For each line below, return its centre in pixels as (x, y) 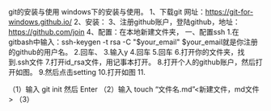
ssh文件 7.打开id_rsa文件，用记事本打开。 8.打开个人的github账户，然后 (137, 62)
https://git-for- (229, 12)
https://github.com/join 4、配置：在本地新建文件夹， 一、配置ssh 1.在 (124, 32)
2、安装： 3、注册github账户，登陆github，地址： (157, 22)
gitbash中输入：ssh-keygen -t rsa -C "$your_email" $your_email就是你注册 (133, 42)
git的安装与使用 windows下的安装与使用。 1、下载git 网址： (107, 12)
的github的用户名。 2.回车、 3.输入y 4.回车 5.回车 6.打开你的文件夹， (123, 52)
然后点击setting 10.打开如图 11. (95, 72)
